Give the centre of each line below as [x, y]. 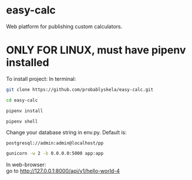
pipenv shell [22, 121]
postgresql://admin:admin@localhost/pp [55, 143]
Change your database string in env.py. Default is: [67, 133]
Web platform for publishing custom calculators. [64, 26]
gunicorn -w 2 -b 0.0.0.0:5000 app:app [55, 154]
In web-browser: [26, 165]
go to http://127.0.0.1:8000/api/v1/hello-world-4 [63, 171]
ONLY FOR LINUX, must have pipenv [96, 50]
